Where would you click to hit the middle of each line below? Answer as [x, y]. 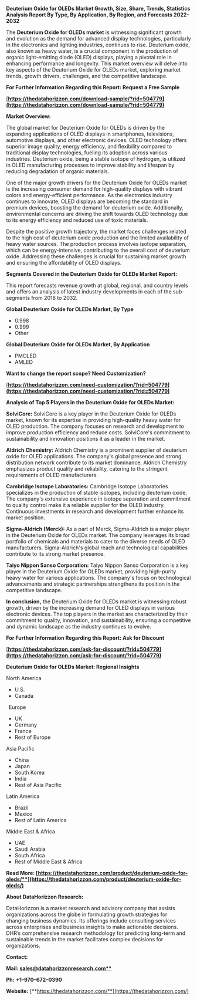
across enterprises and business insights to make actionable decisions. [92, 927]
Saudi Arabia [30, 849]
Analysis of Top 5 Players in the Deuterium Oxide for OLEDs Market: [90, 402]
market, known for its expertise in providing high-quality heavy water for [94, 420]
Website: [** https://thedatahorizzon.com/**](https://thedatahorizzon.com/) [98, 991]
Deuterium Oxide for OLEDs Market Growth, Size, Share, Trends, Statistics [98, 9]
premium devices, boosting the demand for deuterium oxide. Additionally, [95, 207]
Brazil [21, 808]
